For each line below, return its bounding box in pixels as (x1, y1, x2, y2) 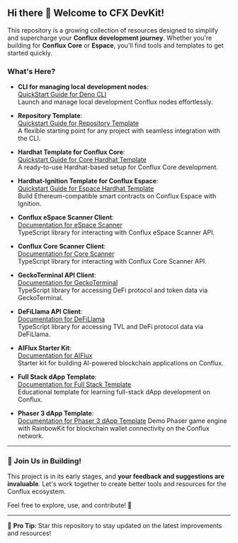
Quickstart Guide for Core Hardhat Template (17, 156, 147, 164)
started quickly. (7, 48, 53, 57)
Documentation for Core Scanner (17, 249, 115, 258)
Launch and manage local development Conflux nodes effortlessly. (17, 97, 213, 107)
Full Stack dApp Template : (17, 372, 97, 381)
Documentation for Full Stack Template (17, 380, 132, 389)
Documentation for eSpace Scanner (17, 221, 123, 230)
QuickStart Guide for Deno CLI (17, 90, 107, 99)
